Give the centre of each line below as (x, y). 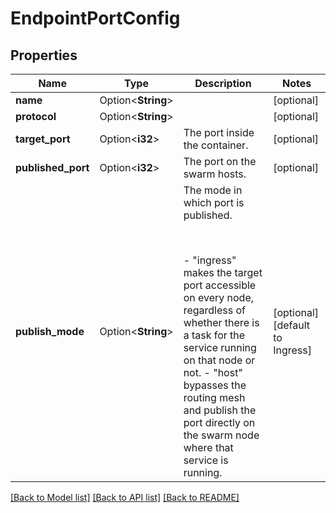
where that (208, 447)
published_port (52, 167)
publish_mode (50, 331)
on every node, (219, 297)
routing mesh (214, 397)
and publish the (220, 410)
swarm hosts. (215, 174)
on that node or (219, 360)
